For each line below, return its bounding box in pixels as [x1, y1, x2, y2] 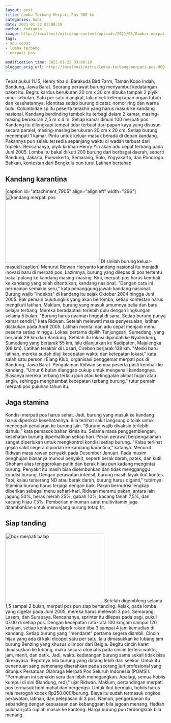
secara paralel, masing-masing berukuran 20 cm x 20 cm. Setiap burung [5, 127, 158, 134]
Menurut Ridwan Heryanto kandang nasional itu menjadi [40, 264, 159, 270]
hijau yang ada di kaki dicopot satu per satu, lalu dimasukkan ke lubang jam [5, 636, 164, 642]
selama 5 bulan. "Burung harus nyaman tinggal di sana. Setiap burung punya [5, 313, 166, 319]
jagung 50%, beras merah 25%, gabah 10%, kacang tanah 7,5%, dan [5, 493, 150, 499]
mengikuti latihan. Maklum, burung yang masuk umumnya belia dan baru [5, 302, 158, 308]
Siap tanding [5, 519, 47, 528]
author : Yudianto [5, 27, 42, 32]
